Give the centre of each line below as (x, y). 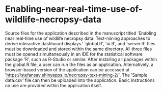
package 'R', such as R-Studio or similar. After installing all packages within (81, 59)
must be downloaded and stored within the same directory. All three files (79, 49)
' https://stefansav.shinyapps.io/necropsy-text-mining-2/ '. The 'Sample (76, 75)
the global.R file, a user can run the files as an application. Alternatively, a (79, 64)
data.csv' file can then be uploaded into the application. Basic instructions (80, 80)
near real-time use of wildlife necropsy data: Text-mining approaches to (78, 38)
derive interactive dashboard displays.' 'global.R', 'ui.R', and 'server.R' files (80, 43)
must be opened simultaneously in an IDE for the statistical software (74, 54)
